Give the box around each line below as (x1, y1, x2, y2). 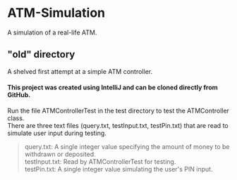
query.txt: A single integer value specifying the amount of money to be (24, 142, 230, 150)
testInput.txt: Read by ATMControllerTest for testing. (24, 157, 176, 166)
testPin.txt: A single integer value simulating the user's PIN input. (24, 165, 213, 173)
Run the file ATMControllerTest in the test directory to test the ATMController (7, 106, 229, 115)
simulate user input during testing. (7, 129, 107, 137)
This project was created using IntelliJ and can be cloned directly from (7, 83, 219, 92)
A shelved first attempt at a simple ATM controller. (7, 67, 153, 75)
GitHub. (7, 91, 31, 99)
